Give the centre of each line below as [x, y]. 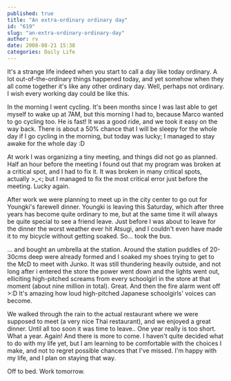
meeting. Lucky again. [39, 186]
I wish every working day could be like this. [68, 93]
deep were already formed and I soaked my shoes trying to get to [122, 256]
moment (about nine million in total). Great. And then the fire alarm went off [114, 286]
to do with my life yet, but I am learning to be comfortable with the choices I [114, 343]
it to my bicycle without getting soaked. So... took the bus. [90, 236]
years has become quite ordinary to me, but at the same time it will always [112, 214]
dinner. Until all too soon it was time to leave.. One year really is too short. [111, 329]
